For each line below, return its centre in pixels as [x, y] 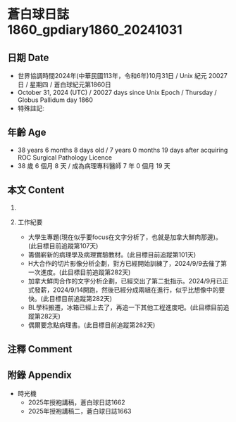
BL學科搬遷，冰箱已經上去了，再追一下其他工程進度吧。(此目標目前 [125, 307]
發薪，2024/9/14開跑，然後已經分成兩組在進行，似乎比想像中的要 [130, 290]
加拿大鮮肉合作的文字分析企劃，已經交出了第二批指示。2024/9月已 [125, 281]
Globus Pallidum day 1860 [55, 100]
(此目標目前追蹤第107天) [63, 245]
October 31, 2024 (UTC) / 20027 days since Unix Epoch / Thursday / [117, 92]
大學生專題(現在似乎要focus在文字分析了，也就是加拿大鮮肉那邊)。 [125, 237]
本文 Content [36, 190]
